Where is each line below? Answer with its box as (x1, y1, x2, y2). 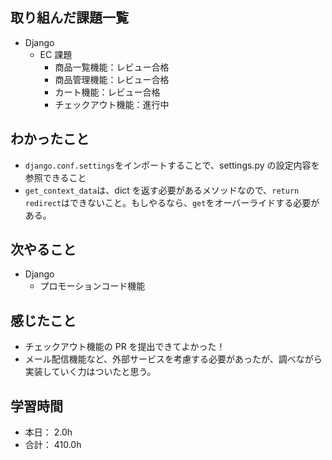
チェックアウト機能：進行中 (54, 98, 170, 110)
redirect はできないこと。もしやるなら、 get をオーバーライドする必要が (24, 196, 320, 208)
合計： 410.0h (24, 439, 82, 451)
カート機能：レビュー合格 (54, 86, 161, 98)
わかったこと (10, 131, 90, 148)
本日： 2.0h (24, 426, 73, 438)
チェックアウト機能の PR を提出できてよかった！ (24, 341, 226, 353)
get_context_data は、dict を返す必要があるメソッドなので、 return (24, 184, 300, 196)
